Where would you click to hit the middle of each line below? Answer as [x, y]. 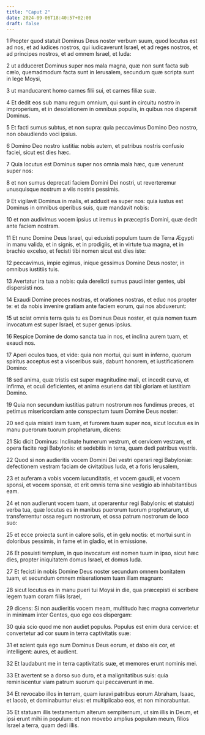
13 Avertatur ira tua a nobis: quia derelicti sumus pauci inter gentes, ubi [96, 281]
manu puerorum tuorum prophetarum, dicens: [64, 429]
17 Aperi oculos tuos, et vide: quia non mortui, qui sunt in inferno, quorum [99, 355]
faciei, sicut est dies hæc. [39, 152]
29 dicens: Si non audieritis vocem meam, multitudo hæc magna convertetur [103, 609]
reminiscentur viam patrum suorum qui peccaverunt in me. [80, 682]
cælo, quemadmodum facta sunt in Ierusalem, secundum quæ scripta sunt [100, 72]
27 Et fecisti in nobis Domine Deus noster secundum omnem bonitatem [96, 572]
